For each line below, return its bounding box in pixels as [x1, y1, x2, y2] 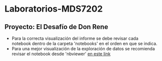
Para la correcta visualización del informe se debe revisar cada [11, 35, 139, 41]
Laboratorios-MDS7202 [4, 3, 103, 15]
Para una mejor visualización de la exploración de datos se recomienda [11, 46, 155, 51]
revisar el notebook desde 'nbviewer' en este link [11, 51, 111, 57]
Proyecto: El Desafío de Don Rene [4, 23, 108, 31]
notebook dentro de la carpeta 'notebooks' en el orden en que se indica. [11, 41, 158, 46]
